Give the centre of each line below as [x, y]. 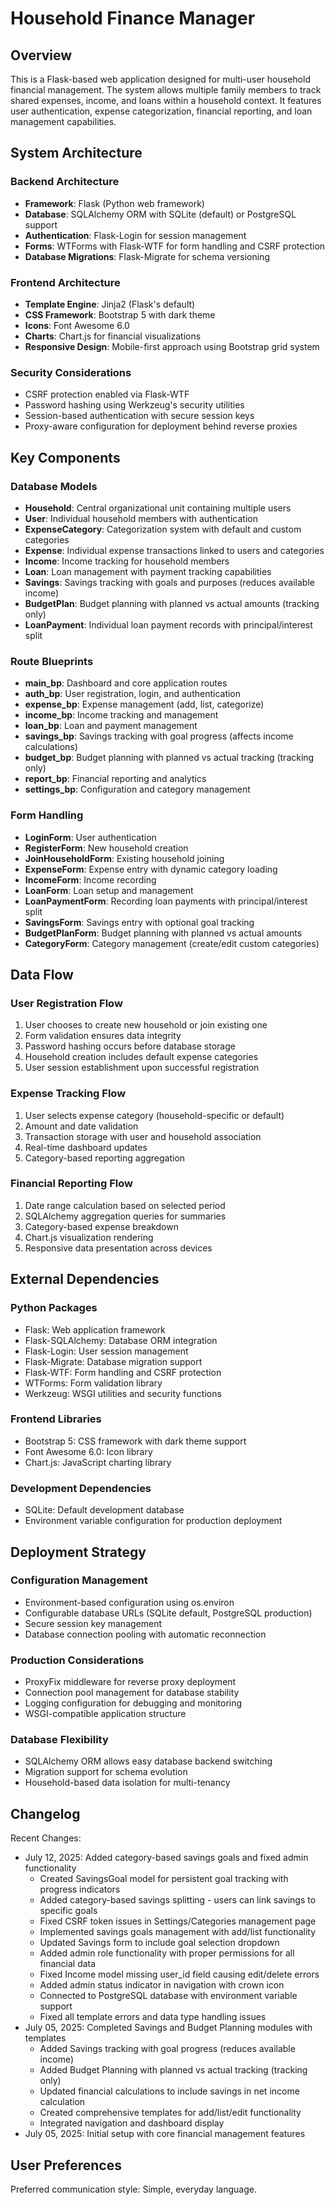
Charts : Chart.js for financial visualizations [113, 336]
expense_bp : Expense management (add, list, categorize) [144, 704]
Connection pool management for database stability [132, 1693]
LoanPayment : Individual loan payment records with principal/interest [168, 624]
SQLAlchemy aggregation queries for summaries [125, 1216]
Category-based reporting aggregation [105, 1158]
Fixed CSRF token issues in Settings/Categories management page [178, 1921]
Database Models [54, 486]
